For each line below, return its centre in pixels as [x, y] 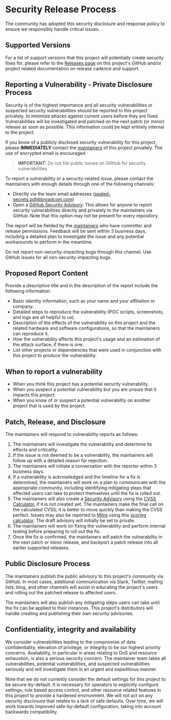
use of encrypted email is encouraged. [46, 153]
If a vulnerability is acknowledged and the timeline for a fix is [76, 477]
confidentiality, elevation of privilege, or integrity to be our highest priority [83, 647]
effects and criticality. [35, 449]
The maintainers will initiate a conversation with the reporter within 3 [85, 466]
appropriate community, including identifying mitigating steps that [82, 488]
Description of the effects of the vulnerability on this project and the [84, 323]
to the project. [20, 132]
